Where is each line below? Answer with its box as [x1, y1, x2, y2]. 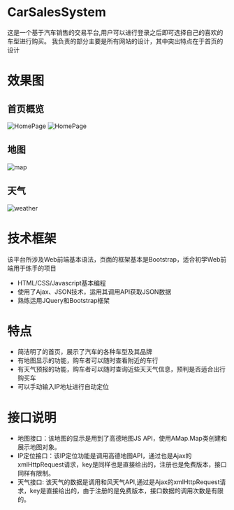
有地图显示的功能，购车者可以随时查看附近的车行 [17, 356, 159, 364]
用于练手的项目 [13, 264, 57, 272]
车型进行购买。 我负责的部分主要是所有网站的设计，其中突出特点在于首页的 [7, 36, 224, 45]
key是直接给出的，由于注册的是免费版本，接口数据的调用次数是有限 [29, 487, 224, 495]
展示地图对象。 [17, 443, 61, 451]
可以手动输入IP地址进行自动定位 [17, 383, 110, 391]
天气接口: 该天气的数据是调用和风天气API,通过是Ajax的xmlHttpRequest [17, 478, 220, 486]
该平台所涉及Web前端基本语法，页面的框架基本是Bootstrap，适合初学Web [7, 255, 221, 263]
